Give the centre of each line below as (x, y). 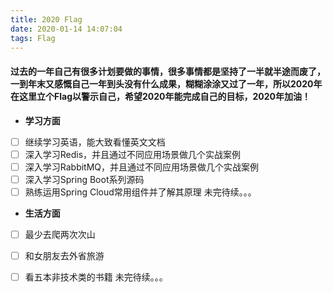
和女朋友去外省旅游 (64, 255)
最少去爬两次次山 (60, 234)
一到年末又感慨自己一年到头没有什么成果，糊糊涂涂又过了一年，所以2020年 (166, 83)
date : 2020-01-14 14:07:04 (66, 29)
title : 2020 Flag (46, 19)
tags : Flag (33, 38)
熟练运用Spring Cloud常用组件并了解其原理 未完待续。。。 (140, 192)
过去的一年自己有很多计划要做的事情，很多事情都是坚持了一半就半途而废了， (168, 71)
